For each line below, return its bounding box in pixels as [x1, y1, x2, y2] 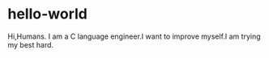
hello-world [7, 5, 88, 23]
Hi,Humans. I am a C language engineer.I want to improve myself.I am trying [7, 31, 261, 41]
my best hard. [7, 39, 54, 49]
